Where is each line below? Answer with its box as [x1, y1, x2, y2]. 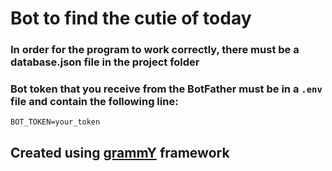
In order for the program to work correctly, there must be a [10, 43, 300, 57]
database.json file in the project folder [10, 55, 200, 69]
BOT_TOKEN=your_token [10, 117, 101, 127]
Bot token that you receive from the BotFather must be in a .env [10, 82, 323, 96]
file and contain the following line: [10, 95, 179, 109]
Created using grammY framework [10, 144, 230, 161]
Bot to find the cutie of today [10, 7, 252, 30]
